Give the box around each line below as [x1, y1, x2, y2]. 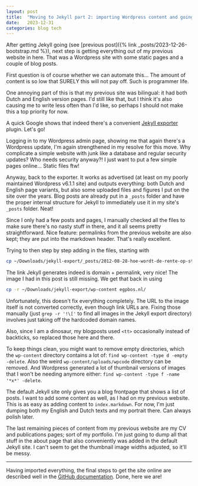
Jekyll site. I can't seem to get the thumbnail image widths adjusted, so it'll [6, 443, 187, 451]
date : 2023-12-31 [6, 19, 54, 25]
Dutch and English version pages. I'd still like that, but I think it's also [6, 96, 173, 103]
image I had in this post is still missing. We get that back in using [6, 275, 163, 282]
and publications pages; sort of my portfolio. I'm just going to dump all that [6, 431, 187, 438]
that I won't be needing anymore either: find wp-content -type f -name [6, 370, 180, 377]
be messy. [6, 450, 31, 456]
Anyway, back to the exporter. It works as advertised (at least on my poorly [6, 174, 189, 181]
